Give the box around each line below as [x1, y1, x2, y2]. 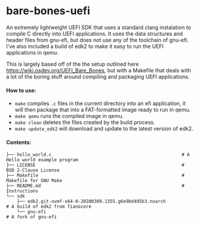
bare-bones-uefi [6, 4, 90, 18]
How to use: [6, 87, 37, 94]
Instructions [6, 188, 39, 194]
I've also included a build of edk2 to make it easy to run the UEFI [6, 43, 164, 50]
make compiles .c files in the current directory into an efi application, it [14, 100, 186, 107]
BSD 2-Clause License [6, 167, 60, 173]
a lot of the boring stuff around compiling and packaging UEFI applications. [6, 73, 190, 80]
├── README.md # [6, 183, 185, 189]
